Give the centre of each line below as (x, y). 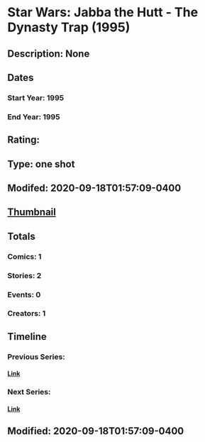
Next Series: (29, 392)
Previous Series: (36, 357)
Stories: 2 (24, 275)
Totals (21, 236)
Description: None (49, 54)
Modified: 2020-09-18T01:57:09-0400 (96, 431)
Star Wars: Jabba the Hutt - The (103, 12)
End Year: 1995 (34, 116)
